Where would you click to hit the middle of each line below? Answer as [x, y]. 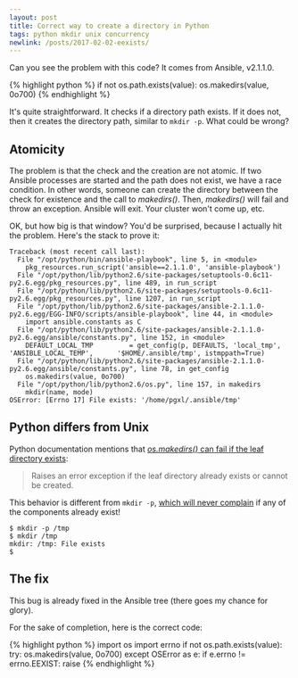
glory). [21, 610]
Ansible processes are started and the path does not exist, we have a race [146, 180]
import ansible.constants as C [83, 322]
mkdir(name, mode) [59, 393]
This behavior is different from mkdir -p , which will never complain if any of [148, 502]
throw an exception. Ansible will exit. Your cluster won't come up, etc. [137, 209]
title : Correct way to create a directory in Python [109, 26]
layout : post [33, 17]
